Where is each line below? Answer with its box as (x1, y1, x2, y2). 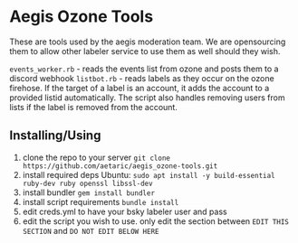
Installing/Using (9, 128, 101, 144)
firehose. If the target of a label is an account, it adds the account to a (9, 82, 270, 93)
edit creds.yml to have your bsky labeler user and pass (22, 206, 228, 217)
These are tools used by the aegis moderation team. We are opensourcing (9, 36, 286, 47)
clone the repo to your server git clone (22, 152, 170, 163)
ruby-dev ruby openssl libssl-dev (22, 179, 153, 188)
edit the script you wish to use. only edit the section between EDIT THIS (22, 215, 290, 227)
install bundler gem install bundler (22, 187, 156, 198)
